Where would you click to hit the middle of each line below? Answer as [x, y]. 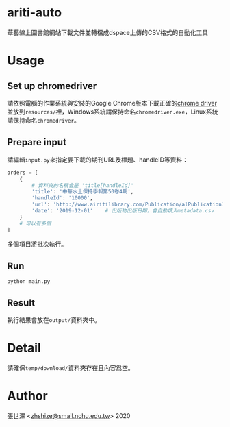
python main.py [29, 282]
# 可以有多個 [35, 223]
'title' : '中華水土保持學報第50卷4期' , [83, 192]
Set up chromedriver [52, 86]
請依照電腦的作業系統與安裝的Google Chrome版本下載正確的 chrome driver [112, 103]
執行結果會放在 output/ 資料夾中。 [54, 320]
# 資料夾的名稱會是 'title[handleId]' [83, 185]
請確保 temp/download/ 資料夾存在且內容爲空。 [71, 368]
